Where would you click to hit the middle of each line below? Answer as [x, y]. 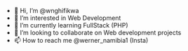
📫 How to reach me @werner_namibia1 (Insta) [81, 40]
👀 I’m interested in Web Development [67, 18]
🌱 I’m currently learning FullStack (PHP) [71, 25]
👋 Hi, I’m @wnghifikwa [46, 11]
